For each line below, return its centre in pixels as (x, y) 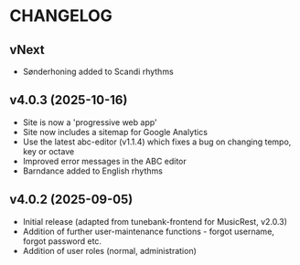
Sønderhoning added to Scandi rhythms (98, 71)
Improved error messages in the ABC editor (105, 161)
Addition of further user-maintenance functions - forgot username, (148, 231)
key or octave (48, 151)
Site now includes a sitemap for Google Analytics (115, 132)
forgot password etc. (62, 241)
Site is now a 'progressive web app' (90, 122)
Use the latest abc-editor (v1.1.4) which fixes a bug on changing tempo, (157, 142)
